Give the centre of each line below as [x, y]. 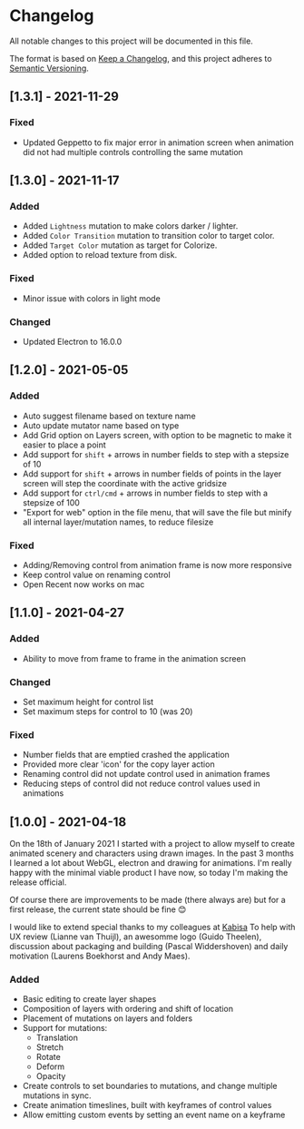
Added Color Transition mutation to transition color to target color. [148, 236]
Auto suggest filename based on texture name [109, 416]
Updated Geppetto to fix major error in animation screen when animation [158, 142]
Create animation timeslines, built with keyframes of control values [147, 1105]
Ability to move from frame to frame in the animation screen [134, 658]
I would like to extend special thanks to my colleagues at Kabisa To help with [152, 927]
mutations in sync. [57, 1095]
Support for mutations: [65, 1028]
